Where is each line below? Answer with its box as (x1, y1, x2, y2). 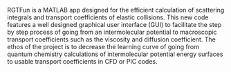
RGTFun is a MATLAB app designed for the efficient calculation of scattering (7, 6, 225, 14)
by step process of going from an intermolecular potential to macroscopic (7, 28, 217, 36)
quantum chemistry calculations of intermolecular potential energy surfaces (7, 50, 223, 58)
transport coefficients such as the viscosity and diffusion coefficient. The (7, 35, 216, 44)
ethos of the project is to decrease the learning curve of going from (7, 43, 199, 51)
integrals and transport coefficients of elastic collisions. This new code (7, 13, 209, 21)
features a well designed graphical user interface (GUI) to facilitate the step (7, 21, 222, 28)
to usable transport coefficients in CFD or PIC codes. (7, 57, 158, 65)
